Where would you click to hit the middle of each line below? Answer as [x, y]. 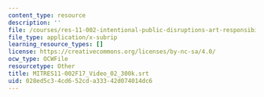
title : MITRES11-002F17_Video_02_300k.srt [79, 74]
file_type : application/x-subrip [63, 37]
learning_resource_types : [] [56, 45]
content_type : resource [47, 15]
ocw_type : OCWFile [38, 59]
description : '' [35, 23]
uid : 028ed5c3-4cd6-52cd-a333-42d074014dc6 [81, 81]
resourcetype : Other [42, 66]
